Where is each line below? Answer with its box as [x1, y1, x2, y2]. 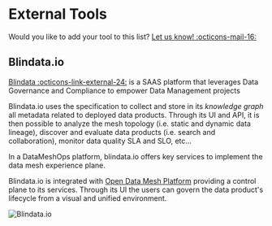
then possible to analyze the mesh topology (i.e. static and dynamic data [8, 119, 252, 128]
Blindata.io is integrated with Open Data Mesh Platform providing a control [8, 176, 257, 185]
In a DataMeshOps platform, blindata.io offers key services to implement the [8, 151, 263, 161]
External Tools [8, 5, 107, 24]
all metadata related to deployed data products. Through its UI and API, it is [8, 110, 260, 120]
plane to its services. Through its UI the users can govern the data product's [8, 185, 264, 194]
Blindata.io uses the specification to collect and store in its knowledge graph [8, 101, 264, 111]
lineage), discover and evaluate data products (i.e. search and [8, 127, 216, 137]
